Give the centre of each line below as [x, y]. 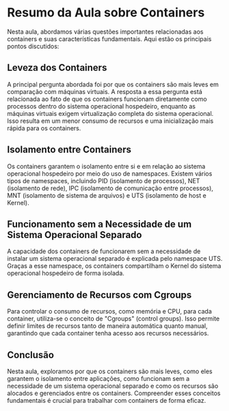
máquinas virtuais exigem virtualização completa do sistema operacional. [110, 113]
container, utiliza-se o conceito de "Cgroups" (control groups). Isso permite [113, 319]
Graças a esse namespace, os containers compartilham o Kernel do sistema [114, 266]
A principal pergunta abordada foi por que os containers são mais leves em [113, 84]
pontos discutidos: [33, 46]
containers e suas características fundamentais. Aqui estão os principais [109, 38]
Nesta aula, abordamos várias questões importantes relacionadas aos [105, 32]
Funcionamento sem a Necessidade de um [99, 224]
